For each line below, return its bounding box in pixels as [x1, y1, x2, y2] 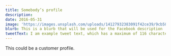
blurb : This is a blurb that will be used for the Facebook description [5, 26, 163, 32]
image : [5, 21, 19, 27]
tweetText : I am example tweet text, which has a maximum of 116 [5, 31, 147, 36]
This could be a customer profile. [5, 45, 75, 51]
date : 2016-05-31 [5, 17, 42, 22]
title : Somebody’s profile [5, 7, 63, 13]
